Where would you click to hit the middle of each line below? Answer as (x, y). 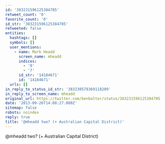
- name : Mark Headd (35, 52)
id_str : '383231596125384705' (37, 24)
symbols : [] (22, 43)
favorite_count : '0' (27, 19)
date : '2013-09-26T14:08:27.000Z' (41, 103)
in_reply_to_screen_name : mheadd (40, 94)
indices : (28, 61)
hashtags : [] (23, 38)
